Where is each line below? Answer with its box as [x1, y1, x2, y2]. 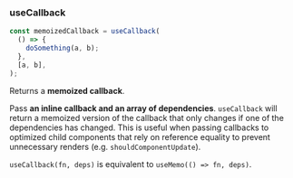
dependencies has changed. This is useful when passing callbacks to [9, 122, 269, 133]
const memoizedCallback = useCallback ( [9, 27, 161, 36]
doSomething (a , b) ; [25, 43, 100, 53]
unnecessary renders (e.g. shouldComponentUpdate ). [9, 141, 201, 152]
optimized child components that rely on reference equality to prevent [9, 131, 270, 142]
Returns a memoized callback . [9, 85, 125, 96]
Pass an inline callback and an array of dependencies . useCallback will [9, 102, 278, 114]
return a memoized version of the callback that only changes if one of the [9, 112, 284, 123]
